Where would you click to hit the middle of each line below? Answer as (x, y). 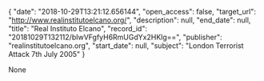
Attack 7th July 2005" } (47, 54)
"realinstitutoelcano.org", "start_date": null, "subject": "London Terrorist (126, 46)
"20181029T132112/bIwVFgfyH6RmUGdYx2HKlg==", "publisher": (115, 37)
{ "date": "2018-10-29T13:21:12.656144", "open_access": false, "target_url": (132, 12)
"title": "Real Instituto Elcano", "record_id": (78, 28)
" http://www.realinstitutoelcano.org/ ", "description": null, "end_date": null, (130, 20)
